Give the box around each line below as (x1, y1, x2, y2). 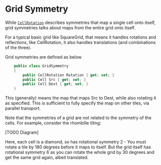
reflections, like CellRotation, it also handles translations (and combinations (5, 39, 156, 45)
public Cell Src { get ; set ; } (22, 77, 86, 82)
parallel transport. (5, 105, 41, 111)
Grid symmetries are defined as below (5, 54, 82, 60)
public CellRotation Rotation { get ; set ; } (22, 72, 115, 78)
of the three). (5, 44, 32, 50)
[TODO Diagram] (5, 129, 39, 135)
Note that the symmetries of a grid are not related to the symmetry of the (5, 115, 152, 121)
